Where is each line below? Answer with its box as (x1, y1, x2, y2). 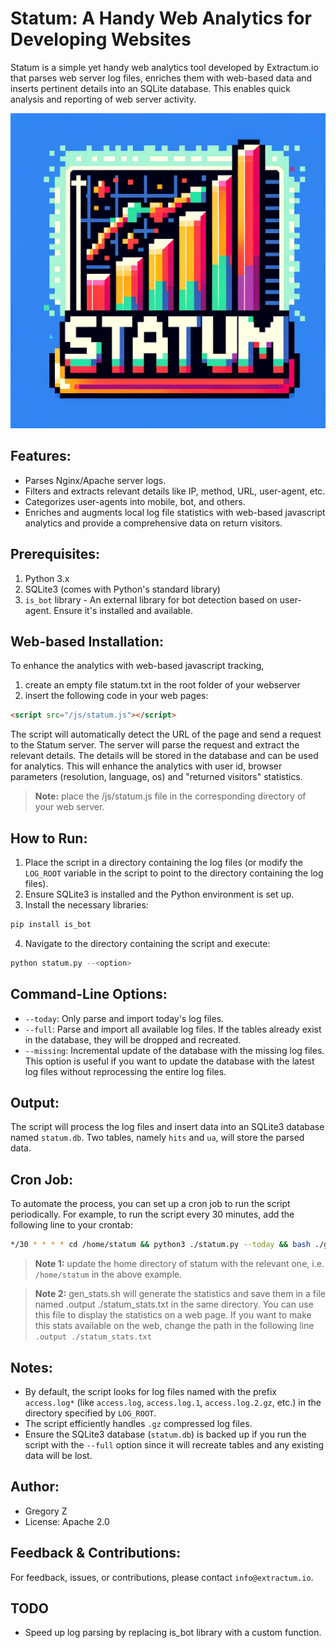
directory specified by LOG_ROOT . (24, 1407, 157, 1419)
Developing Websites (10, 28, 192, 51)
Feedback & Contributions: (10, 1545, 182, 1562)
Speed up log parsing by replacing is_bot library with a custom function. (24, 1627, 322, 1639)
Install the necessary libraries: (24, 899, 149, 911)
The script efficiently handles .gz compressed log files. (24, 1417, 253, 1429)
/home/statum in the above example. (34, 1268, 183, 1281)
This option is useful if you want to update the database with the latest (24, 1055, 315, 1067)
